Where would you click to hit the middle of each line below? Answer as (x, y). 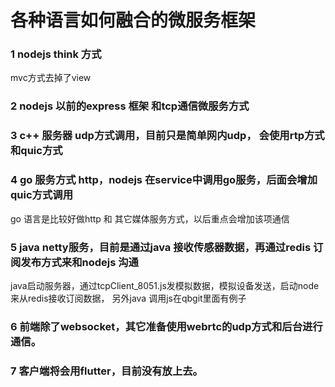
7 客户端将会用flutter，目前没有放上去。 (106, 371)
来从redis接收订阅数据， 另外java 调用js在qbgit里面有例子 (128, 298)
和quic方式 (36, 151)
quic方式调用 (41, 195)
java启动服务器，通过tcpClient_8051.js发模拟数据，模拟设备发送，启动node (165, 285)
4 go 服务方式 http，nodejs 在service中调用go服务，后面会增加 (164, 180)
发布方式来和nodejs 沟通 (79, 262)
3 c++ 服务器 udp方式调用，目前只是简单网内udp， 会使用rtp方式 (167, 136)
